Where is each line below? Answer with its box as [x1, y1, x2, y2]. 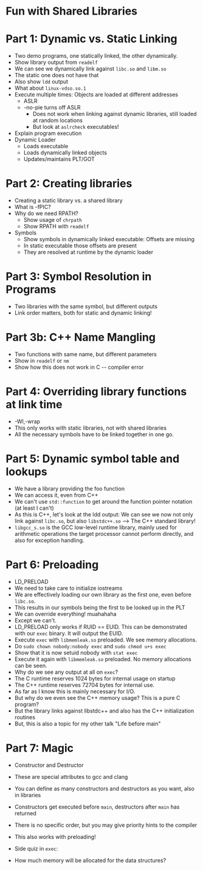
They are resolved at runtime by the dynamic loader [23, 248, 153, 256]
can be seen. [14, 662, 47, 669]
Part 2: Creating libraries [5, 177, 132, 191]
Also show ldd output [14, 78, 68, 86]
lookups [5, 465, 47, 479]
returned [14, 809, 37, 817]
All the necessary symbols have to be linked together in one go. [14, 430, 174, 438]
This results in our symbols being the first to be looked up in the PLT [14, 603, 185, 611]
